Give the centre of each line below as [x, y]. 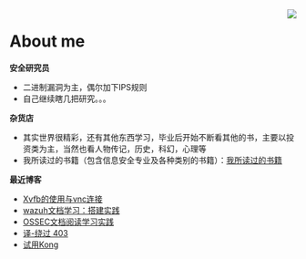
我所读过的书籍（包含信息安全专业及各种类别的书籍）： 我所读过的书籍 [152, 160]
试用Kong [41, 244]
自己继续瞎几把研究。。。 [66, 98]
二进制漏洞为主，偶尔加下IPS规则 [85, 87]
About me [47, 41]
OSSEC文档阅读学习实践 [68, 222]
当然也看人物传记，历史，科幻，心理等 [134, 149]
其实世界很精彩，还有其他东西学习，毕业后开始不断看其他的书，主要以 [154, 137]
